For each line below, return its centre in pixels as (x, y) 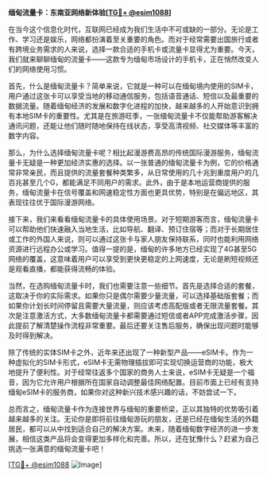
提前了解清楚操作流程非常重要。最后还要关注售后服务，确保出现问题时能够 (137, 326)
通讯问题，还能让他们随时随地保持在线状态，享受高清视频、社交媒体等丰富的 (133, 126)
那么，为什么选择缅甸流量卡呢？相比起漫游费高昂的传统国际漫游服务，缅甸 (130, 153)
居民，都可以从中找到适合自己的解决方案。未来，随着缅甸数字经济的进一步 (130, 429)
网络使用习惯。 (46, 69)
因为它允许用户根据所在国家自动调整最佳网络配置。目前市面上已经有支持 (140, 382)
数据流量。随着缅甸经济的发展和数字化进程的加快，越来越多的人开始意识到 (130, 106)
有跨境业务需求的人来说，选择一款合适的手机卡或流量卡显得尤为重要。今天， (133, 49)
